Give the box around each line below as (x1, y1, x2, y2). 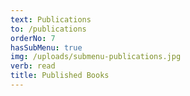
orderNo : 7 (10, 33, 56, 43)
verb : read (10, 61, 56, 71)
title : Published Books (10, 71, 110, 81)
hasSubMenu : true (10, 42, 83, 53)
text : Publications (10, 14, 92, 25)
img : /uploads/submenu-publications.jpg (10, 52, 182, 62)
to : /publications (10, 24, 87, 34)
